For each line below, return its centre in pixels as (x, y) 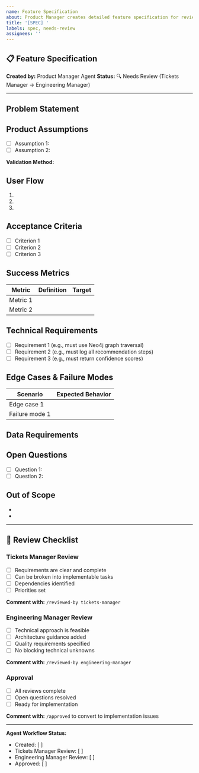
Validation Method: (30, 162)
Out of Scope (31, 495)
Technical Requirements (52, 331)
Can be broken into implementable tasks (64, 576)
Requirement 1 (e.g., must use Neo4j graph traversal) (79, 345)
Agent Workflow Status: (36, 733)
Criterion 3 (28, 254)
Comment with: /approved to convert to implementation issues (82, 716)
